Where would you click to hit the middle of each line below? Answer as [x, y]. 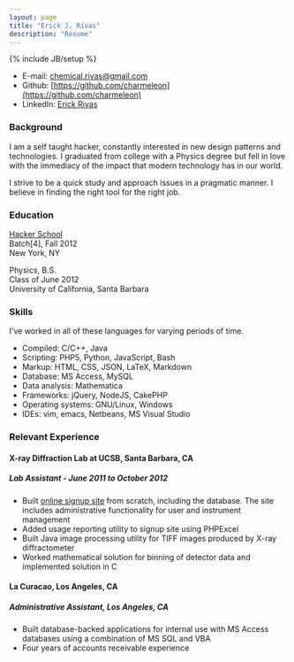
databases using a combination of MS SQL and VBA [116, 639]
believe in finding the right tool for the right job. [95, 192]
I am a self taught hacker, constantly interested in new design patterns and [145, 146]
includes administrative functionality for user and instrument [131, 510]
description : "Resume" [51, 34]
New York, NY [34, 252]
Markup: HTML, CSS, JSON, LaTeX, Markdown [107, 367]
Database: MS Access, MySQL [78, 376]
